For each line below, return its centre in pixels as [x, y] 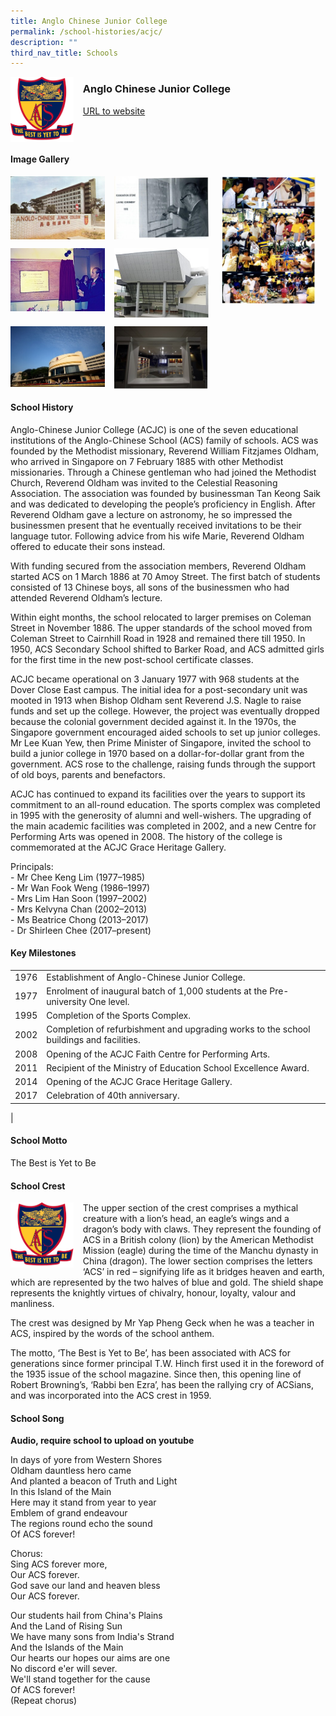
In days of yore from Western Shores [86, 1460]
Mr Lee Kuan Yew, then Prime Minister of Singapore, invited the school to [161, 742]
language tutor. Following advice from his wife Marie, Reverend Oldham [157, 536]
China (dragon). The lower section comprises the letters [197, 1261]
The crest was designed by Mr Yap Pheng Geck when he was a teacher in [162, 1323]
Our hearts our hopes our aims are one [90, 1658]
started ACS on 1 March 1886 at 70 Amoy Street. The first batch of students [165, 576]
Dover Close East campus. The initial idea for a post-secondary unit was [159, 689]
